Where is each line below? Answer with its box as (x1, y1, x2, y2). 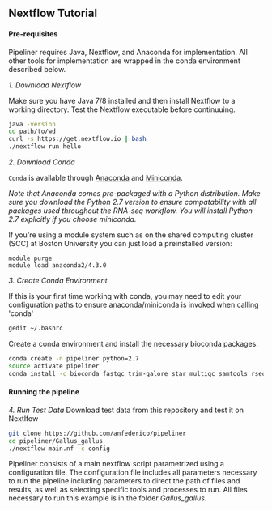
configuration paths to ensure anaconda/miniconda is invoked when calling (8, 300, 259, 310)
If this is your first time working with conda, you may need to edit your (8, 292, 242, 301)
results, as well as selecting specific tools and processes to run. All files (8, 485, 249, 495)
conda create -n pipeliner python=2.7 (8, 354, 139, 363)
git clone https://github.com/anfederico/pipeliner (8, 429, 186, 437)
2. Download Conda (8, 157, 75, 167)
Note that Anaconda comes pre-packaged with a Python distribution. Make (8, 189, 261, 198)
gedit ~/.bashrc (8, 324, 63, 333)
